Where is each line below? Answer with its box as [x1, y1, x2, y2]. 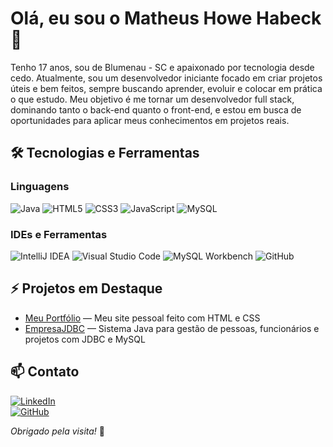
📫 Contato [10, 363, 80, 381]
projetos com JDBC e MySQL [24, 333, 146, 345]
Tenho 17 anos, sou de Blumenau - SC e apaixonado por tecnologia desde [10, 61, 315, 73]
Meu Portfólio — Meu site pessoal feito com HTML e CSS [24, 312, 261, 324]
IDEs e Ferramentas [10, 227, 108, 241]
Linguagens [10, 180, 70, 194]
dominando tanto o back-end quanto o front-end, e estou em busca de [10, 103, 302, 116]
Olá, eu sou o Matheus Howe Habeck [10, 7, 322, 30]
